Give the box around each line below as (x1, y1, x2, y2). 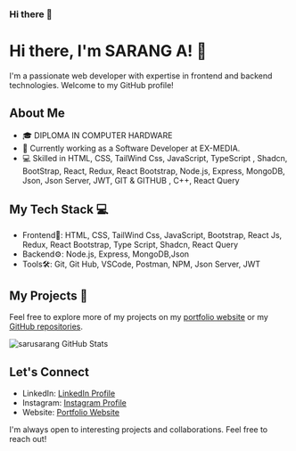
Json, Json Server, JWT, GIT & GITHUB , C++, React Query (21, 175, 240, 185)
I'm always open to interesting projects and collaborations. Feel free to (9, 424, 268, 435)
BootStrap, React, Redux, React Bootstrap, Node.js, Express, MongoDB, (21, 165, 285, 176)
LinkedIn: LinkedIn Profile (21, 388, 116, 399)
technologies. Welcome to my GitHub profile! (9, 79, 174, 90)
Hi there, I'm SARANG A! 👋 (9, 41, 208, 61)
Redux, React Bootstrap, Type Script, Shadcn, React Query (21, 240, 239, 250)
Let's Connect (9, 365, 89, 380)
